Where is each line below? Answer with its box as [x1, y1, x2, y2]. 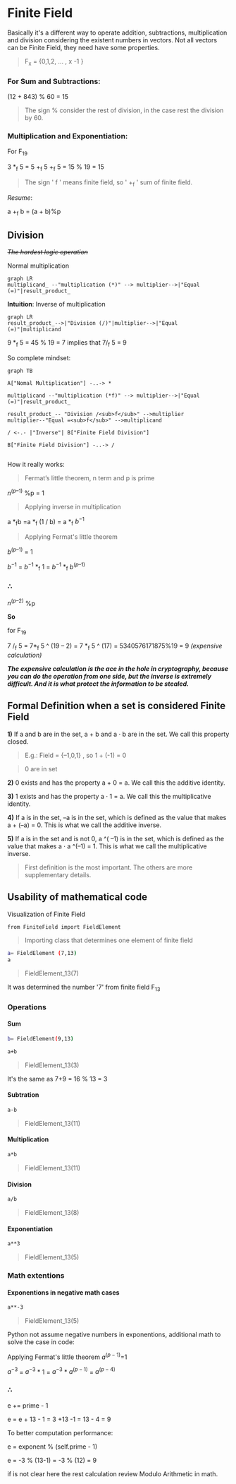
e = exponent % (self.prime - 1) [7, 1442, 98, 1451]
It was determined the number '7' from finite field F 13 [7, 983, 161, 993]
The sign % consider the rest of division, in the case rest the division [24, 106, 224, 114]
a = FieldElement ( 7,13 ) [7, 950, 77, 957]
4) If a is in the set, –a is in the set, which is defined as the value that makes [7, 813, 227, 821]
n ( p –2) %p [7, 598, 36, 607]
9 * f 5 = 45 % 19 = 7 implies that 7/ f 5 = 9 [7, 338, 127, 349]
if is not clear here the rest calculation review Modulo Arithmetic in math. [7, 1469, 218, 1478]
